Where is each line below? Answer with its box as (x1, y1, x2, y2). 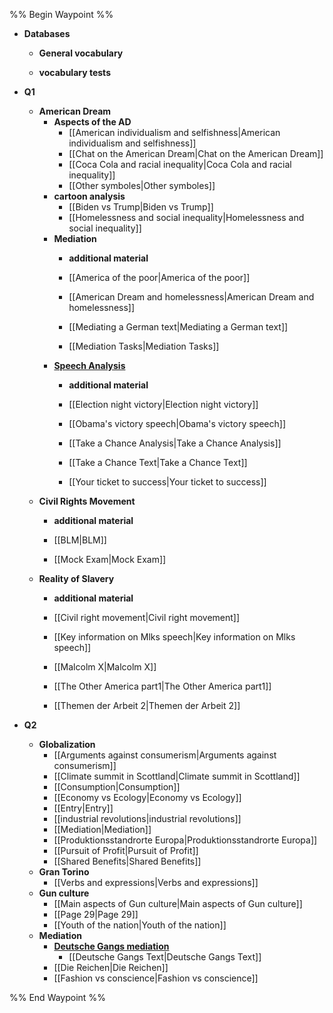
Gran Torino (38, 866, 90, 878)
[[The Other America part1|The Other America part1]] (53, 680, 272, 692)
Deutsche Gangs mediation (53, 940, 170, 952)
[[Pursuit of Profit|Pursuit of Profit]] (53, 845, 199, 856)
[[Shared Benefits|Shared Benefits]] (53, 855, 202, 867)
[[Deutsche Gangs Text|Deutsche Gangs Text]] (68, 951, 262, 963)
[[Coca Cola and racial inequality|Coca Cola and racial (68, 159, 292, 170)
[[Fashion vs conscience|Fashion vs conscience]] (53, 972, 259, 984)
